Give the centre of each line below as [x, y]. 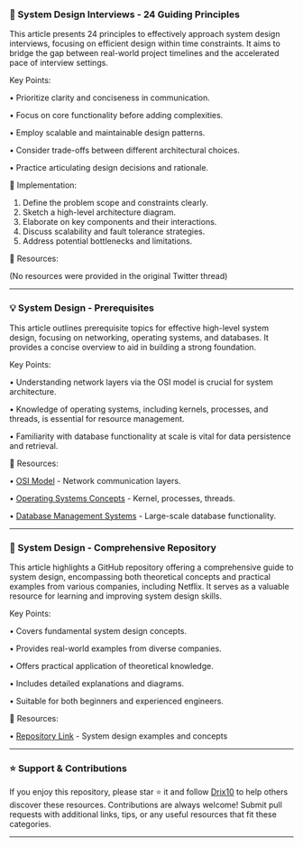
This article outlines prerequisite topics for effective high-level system [139, 328]
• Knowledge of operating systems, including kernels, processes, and [139, 409]
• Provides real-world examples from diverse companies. [116, 648]
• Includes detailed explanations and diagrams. [97, 683]
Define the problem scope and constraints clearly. [115, 203]
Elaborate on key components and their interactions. [119, 222]
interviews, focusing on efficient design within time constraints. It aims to [145, 43]
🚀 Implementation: [43, 185]
